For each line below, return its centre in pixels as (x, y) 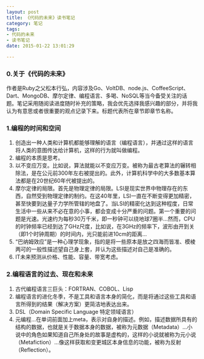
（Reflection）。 (35, 350)
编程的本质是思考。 (39, 158)
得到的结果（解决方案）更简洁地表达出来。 (79, 304)
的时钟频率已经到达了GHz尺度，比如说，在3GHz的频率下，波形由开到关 (105, 227)
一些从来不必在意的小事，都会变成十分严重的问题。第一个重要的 (111, 211)
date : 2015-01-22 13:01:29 (40, 46)
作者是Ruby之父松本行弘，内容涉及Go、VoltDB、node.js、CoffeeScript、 (98, 88)
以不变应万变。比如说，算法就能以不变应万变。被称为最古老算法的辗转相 (105, 166)
